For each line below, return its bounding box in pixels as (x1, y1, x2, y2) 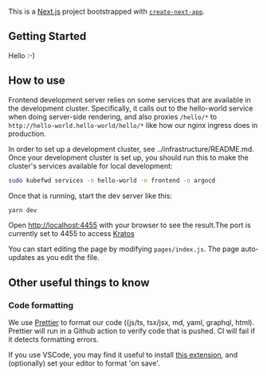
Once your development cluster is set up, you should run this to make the (8, 153, 249, 162)
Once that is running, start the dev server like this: (8, 191, 173, 200)
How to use (8, 74, 65, 87)
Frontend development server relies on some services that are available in (8, 95, 251, 104)
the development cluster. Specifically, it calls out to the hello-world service (8, 103, 253, 113)
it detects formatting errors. (8, 335, 99, 344)
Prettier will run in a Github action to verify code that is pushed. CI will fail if (8, 326, 255, 336)
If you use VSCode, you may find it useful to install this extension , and (8, 350, 238, 360)
